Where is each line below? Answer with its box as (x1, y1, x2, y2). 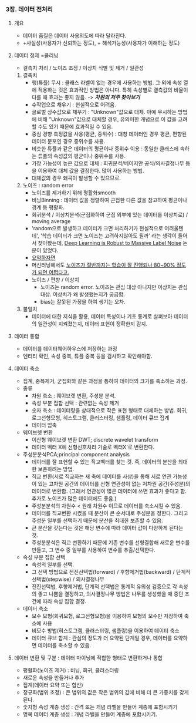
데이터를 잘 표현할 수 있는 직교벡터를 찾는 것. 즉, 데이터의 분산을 (31, 458, 177, 465)
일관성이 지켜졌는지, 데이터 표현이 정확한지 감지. (38, 320, 148, 327)
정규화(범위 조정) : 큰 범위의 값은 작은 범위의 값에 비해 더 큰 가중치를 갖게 (22, 689, 189, 696)
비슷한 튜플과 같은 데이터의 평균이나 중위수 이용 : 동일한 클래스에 (31, 145, 179, 152)
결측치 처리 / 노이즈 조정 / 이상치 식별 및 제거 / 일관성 (22, 65, 144, 72)
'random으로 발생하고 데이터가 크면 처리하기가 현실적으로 (31, 225, 164, 232)
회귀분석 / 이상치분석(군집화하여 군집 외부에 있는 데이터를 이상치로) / (31, 211, 188, 218)
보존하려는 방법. (38, 466, 75, 473)
